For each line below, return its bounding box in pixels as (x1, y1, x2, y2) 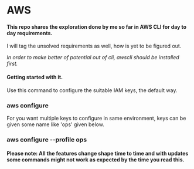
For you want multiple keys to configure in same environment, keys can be (6, 114, 186, 121)
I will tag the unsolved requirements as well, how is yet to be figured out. (6, 42, 182, 50)
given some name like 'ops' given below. (6, 121, 104, 128)
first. (6, 60, 18, 67)
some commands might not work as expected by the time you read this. (6, 156, 185, 163)
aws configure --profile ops (6, 136, 87, 144)
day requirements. (6, 29, 53, 36)
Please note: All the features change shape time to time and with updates (6, 150, 189, 157)
